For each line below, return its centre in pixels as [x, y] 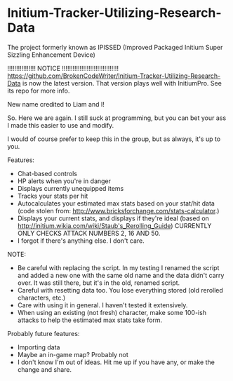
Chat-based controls [47, 173]
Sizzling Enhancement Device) [52, 55]
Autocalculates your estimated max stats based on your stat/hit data [116, 203]
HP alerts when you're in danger [64, 181]
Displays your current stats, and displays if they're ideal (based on [113, 218]
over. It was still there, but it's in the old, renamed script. [99, 283]
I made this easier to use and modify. [61, 125]
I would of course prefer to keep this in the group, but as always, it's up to [114, 139]
